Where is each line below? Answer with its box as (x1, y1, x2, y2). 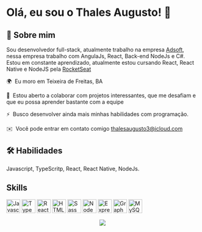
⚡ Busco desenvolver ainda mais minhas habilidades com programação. (6, 111, 189, 118)
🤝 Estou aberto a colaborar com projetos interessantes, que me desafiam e (6, 92, 197, 99)
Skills (6, 183, 27, 193)
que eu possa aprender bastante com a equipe (6, 98, 124, 106)
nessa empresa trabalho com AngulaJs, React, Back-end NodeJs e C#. (6, 53, 185, 60)
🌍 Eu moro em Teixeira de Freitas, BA (6, 78, 103, 85)
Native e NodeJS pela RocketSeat (6, 65, 92, 73)
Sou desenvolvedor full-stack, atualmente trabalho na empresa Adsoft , (6, 46, 184, 53)
